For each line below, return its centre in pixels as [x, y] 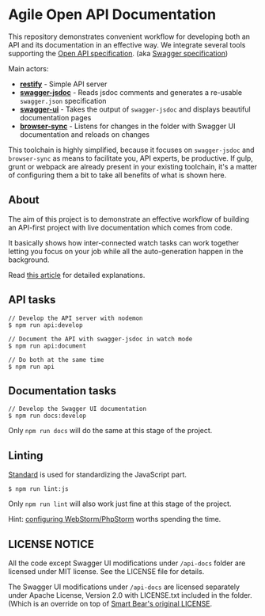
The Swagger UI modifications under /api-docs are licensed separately [124, 587]
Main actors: [28, 68]
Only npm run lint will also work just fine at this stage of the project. [120, 504]
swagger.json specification [63, 101]
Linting [26, 456]
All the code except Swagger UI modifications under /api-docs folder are [127, 563]
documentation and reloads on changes [85, 134]
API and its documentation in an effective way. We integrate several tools [127, 44]
